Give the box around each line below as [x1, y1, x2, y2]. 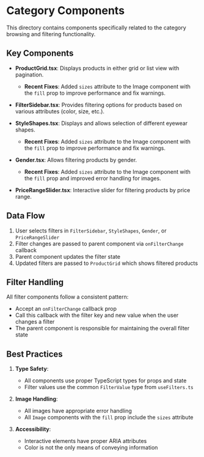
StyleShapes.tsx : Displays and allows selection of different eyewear [15, 119, 188, 127]
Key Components [6, 48, 74, 59]
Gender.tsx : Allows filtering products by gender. [15, 156, 137, 163]
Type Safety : [15, 365, 49, 373]
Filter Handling [6, 277, 64, 288]
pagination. [15, 71, 44, 78]
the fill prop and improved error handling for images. [24, 174, 161, 182]
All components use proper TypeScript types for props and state [24, 377, 187, 384]
